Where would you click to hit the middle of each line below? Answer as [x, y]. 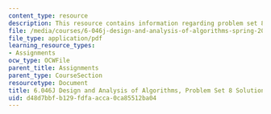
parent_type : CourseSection [56, 75]
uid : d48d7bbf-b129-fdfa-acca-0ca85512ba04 [83, 98]
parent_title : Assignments [54, 68]
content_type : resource [48, 16]
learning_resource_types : [52, 46]
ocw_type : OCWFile [39, 61]
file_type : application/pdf [56, 38]
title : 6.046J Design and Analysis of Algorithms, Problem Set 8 [120, 90]
